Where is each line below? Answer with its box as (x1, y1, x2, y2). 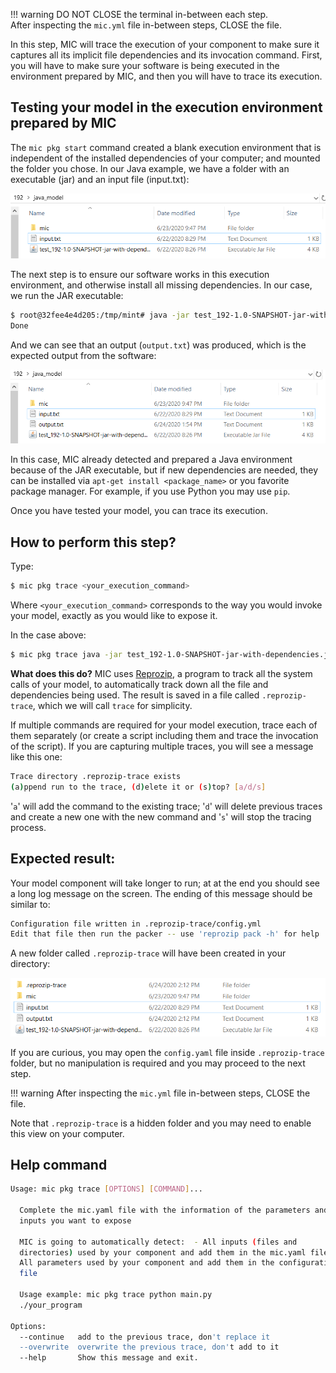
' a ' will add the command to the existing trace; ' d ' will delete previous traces (10, 800, 323, 812)
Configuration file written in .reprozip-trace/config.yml (10, 919, 262, 929)
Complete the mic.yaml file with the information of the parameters (19, 1205, 311, 1216)
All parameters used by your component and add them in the (19, 1258, 275, 1268)
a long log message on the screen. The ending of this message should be (10, 887, 313, 899)
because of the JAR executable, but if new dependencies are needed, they (10, 464, 319, 476)
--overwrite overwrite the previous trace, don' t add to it (19, 1342, 280, 1353)
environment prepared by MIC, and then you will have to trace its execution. (10, 70, 323, 82)
